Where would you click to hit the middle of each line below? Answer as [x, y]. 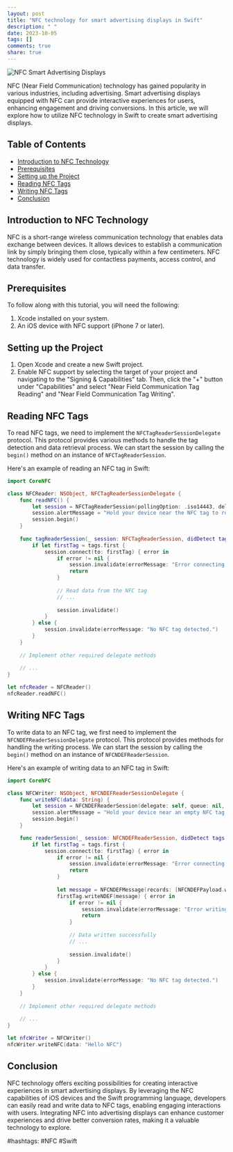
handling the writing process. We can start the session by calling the [105, 747]
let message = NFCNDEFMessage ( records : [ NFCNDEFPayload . [141, 890]
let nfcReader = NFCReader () [49, 687]
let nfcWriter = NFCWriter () [49, 1038]
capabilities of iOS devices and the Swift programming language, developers [116, 1098]
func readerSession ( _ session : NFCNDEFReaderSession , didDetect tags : [124, 838]
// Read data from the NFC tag [102, 591]
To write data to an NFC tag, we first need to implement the [92, 732]
